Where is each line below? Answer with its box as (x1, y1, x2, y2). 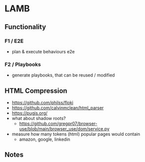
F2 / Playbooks (4, 61, 41, 68)
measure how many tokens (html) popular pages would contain (11, 131, 141, 137)
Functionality (4, 23, 46, 31)
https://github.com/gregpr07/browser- (19, 121, 98, 126)
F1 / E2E (4, 38, 24, 44)
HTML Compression (4, 86, 68, 95)
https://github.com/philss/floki (11, 99, 73, 105)
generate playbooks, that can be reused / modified (11, 72, 115, 78)
